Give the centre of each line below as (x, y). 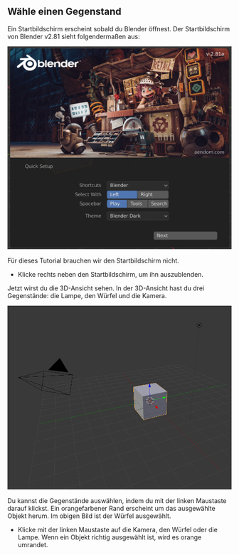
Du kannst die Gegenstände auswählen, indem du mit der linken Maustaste (117, 500)
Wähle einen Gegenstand (65, 12)
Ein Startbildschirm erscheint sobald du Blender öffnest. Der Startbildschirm (119, 28)
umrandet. (33, 544)
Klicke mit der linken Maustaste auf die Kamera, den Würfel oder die (118, 529)
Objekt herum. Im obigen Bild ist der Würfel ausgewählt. (89, 516)
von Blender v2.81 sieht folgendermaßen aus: (74, 36)
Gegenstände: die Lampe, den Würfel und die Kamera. (87, 295)
